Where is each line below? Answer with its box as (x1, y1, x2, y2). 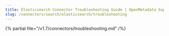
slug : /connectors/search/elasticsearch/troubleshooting (5, 12, 127, 17)
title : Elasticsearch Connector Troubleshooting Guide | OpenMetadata (5, 7, 156, 12)
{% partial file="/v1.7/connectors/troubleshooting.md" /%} (5, 25, 126, 31)
